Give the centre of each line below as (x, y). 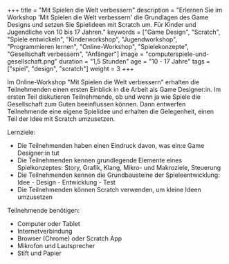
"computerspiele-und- (177, 54)
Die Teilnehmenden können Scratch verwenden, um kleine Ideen (109, 190)
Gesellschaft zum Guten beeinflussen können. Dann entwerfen (97, 104)
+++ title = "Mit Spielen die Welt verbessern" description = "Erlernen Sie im (115, 10)
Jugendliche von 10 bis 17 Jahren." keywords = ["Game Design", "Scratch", (114, 32)
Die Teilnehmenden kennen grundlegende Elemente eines (99, 160)
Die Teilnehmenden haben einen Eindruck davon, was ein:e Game (111, 145)
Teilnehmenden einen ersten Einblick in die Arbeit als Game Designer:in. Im (114, 89)
